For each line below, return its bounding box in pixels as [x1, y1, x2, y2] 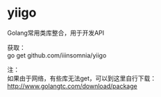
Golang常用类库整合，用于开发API [7, 28, 105, 37]
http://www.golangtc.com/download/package [7, 82, 137, 90]
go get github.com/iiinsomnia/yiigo [7, 51, 107, 60]
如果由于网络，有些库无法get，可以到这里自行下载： [7, 74, 157, 82]
